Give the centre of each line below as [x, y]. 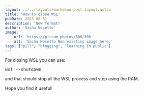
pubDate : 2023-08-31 [26, 19]
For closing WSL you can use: [35, 60]
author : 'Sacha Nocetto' [30, 28]
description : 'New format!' [34, 23]
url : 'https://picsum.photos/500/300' [54, 37]
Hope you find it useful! [29, 88]
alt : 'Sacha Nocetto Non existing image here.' [63, 42]
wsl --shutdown [23, 69]
